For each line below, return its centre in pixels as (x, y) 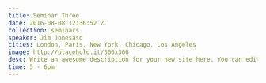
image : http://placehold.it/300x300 (68, 52)
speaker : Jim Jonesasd (46, 38)
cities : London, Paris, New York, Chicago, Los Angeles (102, 45)
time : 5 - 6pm (32, 67)
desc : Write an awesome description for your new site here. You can (125, 60)
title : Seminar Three (44, 15)
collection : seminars (44, 30)
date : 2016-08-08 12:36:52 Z (56, 23)
